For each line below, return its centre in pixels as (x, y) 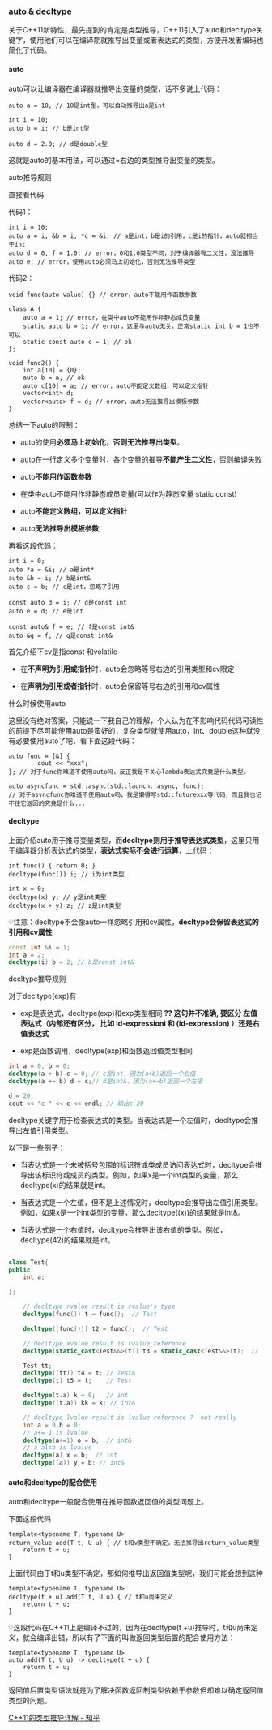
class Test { (28, 1262)
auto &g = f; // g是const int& (61, 635)
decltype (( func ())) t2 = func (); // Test (96, 1328)
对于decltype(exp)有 (42, 996)
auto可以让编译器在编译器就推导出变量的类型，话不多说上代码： (115, 88)
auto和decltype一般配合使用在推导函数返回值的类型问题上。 (108, 1502)
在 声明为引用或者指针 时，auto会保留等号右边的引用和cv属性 (120, 686)
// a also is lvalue (57, 1448)
